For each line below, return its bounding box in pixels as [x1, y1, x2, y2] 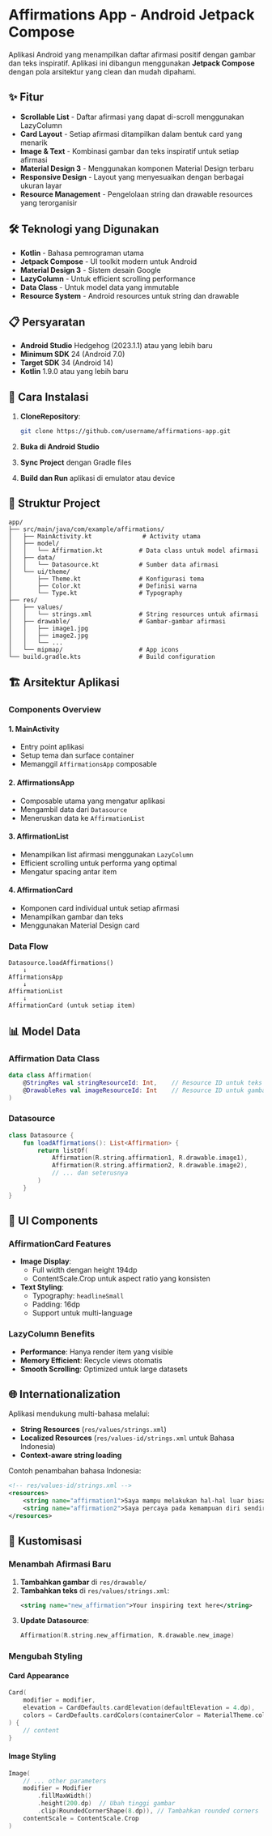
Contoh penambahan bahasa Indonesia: [8, 1466, 142, 1476]
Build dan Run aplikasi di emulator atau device [19, 474, 176, 483]
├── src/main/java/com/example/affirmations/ [8, 525, 164, 533]
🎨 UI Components [8, 1214, 99, 1228]
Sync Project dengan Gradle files [19, 457, 132, 467]
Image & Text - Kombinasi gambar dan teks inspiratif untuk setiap [19, 146, 240, 155]
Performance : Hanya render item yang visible [19, 1346, 174, 1357]
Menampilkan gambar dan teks [19, 912, 124, 921]
